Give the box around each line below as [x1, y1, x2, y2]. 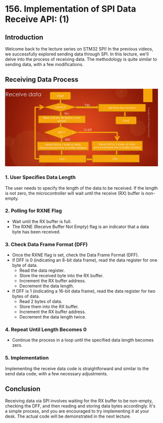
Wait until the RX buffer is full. [12, 218, 72, 224]
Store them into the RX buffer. [19, 304, 79, 310]
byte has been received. [12, 229, 61, 234]
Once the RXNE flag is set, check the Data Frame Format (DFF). [12, 252, 139, 258]
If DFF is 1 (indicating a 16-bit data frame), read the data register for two [12, 288, 156, 294]
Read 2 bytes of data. [19, 299, 63, 304]
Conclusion [5, 385, 41, 393]
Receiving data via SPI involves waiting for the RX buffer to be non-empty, [5, 398, 153, 404]
